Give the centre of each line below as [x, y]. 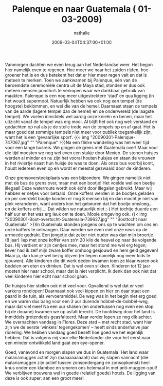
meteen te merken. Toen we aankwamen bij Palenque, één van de [71, 80]
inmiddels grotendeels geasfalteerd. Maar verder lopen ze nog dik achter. [79, 317]
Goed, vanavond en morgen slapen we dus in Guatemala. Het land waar [77, 352]
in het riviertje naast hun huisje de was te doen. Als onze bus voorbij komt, [80, 163]
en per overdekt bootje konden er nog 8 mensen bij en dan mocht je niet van [82, 198]
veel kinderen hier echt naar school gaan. [47, 276]
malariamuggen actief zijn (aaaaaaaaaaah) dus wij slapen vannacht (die [77, 357]
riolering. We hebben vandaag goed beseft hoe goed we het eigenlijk [74, 332]
